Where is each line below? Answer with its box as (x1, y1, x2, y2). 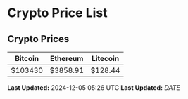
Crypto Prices (7, 33, 70, 45)
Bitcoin (15, 54, 39, 63)
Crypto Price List (7, 5, 108, 21)
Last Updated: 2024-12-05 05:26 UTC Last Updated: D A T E (7, 84, 181, 92)
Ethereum (50, 54, 84, 63)
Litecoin (91, 54, 120, 63)
